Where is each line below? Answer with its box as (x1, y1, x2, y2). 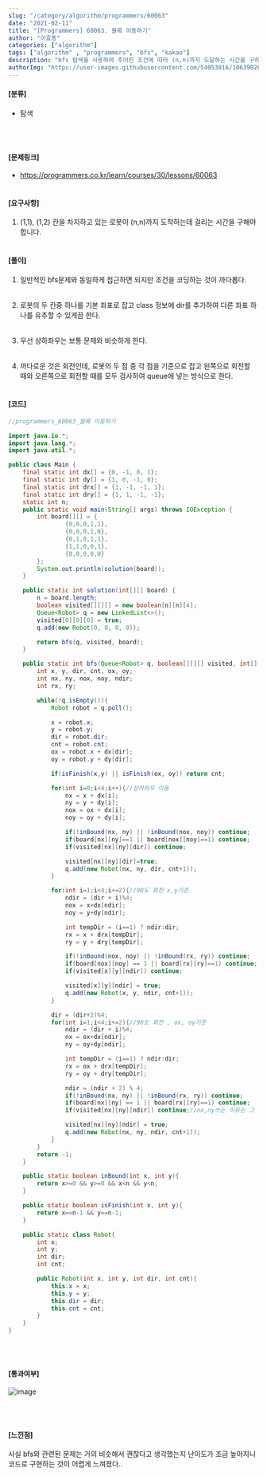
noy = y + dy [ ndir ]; (64, 908, 126, 917)
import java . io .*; (8, 431, 69, 439)
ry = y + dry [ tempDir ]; (64, 938, 145, 946)
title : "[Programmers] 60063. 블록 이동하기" (8, 26, 152, 34)
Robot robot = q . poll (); (50, 703, 133, 712)
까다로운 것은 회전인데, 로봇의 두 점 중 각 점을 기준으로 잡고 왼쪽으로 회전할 (19, 360, 251, 371)
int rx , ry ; (37, 682, 77, 690)
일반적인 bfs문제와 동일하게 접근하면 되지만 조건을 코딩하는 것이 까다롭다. (19, 274, 247, 284)
